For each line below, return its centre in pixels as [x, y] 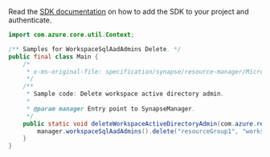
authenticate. [30, 20]
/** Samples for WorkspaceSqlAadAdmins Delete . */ [95, 49]
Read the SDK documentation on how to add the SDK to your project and [129, 12]
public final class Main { [53, 56]
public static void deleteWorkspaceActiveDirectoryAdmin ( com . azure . [140, 123]
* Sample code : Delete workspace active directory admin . [125, 94]
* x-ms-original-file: [64, 71]
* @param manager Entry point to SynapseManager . [111, 109]
